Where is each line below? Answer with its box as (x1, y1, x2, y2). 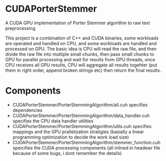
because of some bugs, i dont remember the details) (12, 150, 122, 156)
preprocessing (5, 25, 35, 31)
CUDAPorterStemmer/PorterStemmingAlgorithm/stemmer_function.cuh (12, 139, 160, 145)
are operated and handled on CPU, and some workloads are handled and (5, 40, 157, 46)
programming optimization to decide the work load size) (12, 134, 129, 140)
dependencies (12, 107, 43, 113)
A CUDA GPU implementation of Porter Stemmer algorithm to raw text (5, 20, 150, 26)
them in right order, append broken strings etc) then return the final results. (5, 67, 161, 73)
